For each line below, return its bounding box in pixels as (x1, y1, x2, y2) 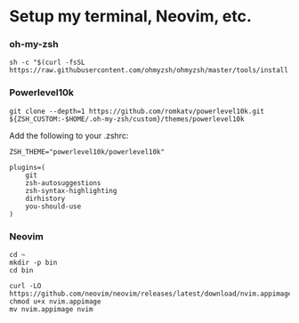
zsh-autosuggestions (25, 178, 101, 188)
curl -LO (9, 282, 42, 291)
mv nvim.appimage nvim (9, 305, 93, 314)
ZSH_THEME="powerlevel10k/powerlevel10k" (9, 147, 166, 157)
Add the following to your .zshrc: (9, 130, 129, 141)
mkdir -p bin (9, 258, 58, 268)
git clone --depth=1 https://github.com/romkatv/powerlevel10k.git (9, 107, 265, 116)
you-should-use (25, 202, 82, 211)
